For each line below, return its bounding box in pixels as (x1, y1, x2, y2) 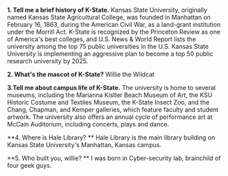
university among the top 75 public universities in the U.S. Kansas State (7, 43, 209, 50)
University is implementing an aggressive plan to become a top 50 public (7, 49, 214, 58)
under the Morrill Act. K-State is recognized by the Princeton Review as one (7, 27, 221, 36)
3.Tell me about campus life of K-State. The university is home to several (7, 84, 216, 91)
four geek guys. (7, 162, 52, 169)
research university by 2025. (7, 57, 89, 65)
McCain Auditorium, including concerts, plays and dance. (7, 120, 170, 128)
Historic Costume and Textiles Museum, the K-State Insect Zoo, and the (7, 98, 209, 106)
